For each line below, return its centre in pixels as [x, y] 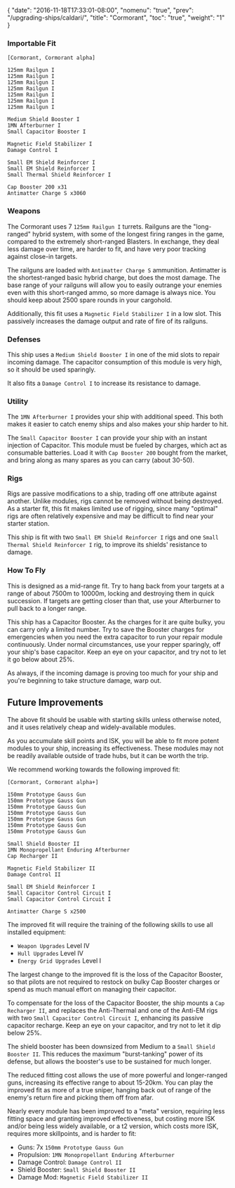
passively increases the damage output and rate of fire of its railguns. [108, 321]
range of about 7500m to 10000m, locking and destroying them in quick [111, 593]
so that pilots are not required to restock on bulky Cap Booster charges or [114, 982]
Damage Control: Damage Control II [69, 1162]
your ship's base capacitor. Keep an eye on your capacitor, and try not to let [117, 652]
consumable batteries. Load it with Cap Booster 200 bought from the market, [117, 453]
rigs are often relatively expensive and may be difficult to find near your [110, 516]
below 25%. [25, 1032]
